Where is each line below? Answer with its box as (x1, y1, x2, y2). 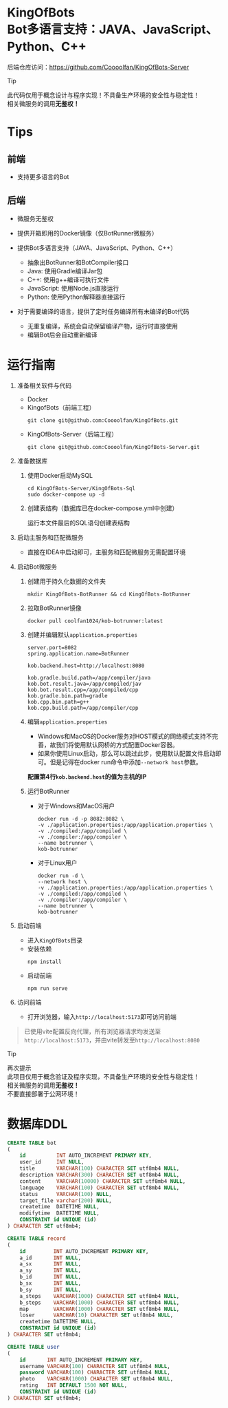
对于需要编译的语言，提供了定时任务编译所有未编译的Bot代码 (16, 307, 190, 315)
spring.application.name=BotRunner (27, 650, 129, 657)
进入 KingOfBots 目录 (27, 936, 83, 944)
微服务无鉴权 (16, 214, 54, 222)
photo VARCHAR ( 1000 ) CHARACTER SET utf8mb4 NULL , (19, 1376, 174, 1383)
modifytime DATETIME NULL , (19, 1210, 100, 1217)
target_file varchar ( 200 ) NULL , (19, 1197, 112, 1204)
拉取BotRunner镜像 (27, 604, 82, 612)
